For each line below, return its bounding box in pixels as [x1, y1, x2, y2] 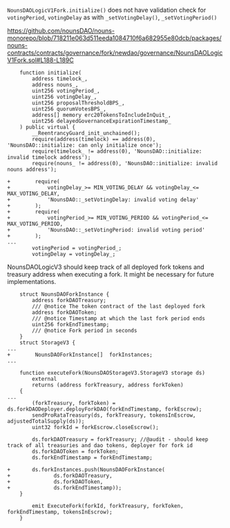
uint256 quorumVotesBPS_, [32, 106, 107, 113]
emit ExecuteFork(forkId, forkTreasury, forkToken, [32, 502, 184, 509]
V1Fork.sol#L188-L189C [7, 56, 74, 64]
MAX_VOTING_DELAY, [7, 190, 60, 197]
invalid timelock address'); [7, 154, 91, 161]
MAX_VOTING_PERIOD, [7, 220, 64, 227]
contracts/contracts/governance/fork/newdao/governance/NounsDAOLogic [7, 48, 223, 57]
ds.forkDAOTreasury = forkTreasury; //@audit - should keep [32, 436, 209, 443]
